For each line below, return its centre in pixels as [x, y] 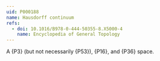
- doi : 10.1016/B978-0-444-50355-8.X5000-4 [67, 29]
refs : [13, 23]
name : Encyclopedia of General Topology [69, 34]
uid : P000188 [23, 12]
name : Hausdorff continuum [40, 18]
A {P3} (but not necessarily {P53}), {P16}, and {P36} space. [80, 51]
